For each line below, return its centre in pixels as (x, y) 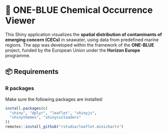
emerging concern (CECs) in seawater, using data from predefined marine (82, 40)
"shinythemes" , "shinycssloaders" (45, 118)
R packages (20, 88)
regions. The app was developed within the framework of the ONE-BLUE (80, 45)
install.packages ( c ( (27, 108)
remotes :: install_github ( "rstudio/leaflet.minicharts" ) (64, 127)
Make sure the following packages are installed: (54, 99)
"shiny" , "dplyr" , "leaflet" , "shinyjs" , (53, 113)
